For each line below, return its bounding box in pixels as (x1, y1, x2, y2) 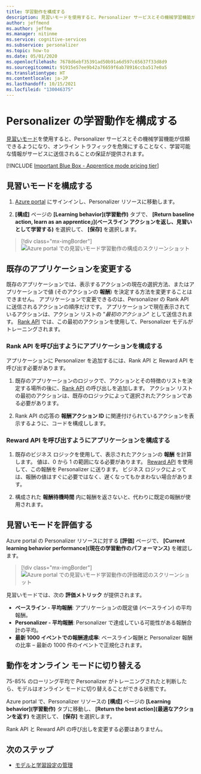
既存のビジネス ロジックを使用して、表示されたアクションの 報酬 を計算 (14, 451, 192, 458)
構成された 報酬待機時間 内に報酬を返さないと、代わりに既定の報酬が (14, 493, 186, 501)
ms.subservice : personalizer (6, 42, 79, 48)
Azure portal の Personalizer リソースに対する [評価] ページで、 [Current (6, 537, 185, 544)
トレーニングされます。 (6, 325, 64, 333)
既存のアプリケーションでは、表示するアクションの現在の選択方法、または (6, 281, 190, 288)
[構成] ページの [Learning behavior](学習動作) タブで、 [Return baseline (14, 211, 194, 218)
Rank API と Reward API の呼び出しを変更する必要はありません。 (6, 725, 166, 733)
